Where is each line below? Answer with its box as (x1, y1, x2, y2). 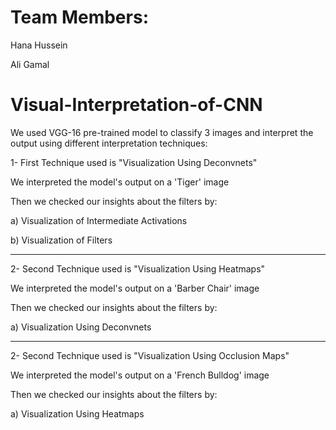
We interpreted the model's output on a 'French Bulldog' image (10, 369, 270, 381)
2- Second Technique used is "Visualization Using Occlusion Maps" (10, 349, 290, 361)
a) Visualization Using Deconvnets (10, 321, 152, 333)
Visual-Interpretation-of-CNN (10, 94, 263, 116)
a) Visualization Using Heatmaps (10, 407, 145, 420)
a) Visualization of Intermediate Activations (10, 214, 188, 226)
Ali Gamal (10, 58, 50, 70)
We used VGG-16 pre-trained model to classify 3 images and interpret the (10, 126, 314, 138)
